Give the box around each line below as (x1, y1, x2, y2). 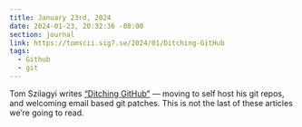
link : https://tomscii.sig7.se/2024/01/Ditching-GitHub (9, 38, 225, 48)
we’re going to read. (9, 107, 84, 118)
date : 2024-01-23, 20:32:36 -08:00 (9, 22, 144, 31)
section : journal (9, 30, 75, 39)
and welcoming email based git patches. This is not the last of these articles (9, 97, 293, 108)
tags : (9, 47, 30, 56)
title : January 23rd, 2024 (9, 13, 112, 23)
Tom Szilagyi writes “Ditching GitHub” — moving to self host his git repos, (9, 87, 285, 99)
